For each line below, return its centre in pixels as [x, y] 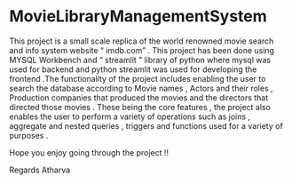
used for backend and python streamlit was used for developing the [133, 69]
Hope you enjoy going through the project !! [89, 152]
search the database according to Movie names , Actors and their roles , [141, 88]
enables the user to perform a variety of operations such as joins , [130, 116]
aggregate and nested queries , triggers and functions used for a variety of [146, 125]
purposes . [29, 135]
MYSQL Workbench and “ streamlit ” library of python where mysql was [140, 60]
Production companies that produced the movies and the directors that [139, 97]
